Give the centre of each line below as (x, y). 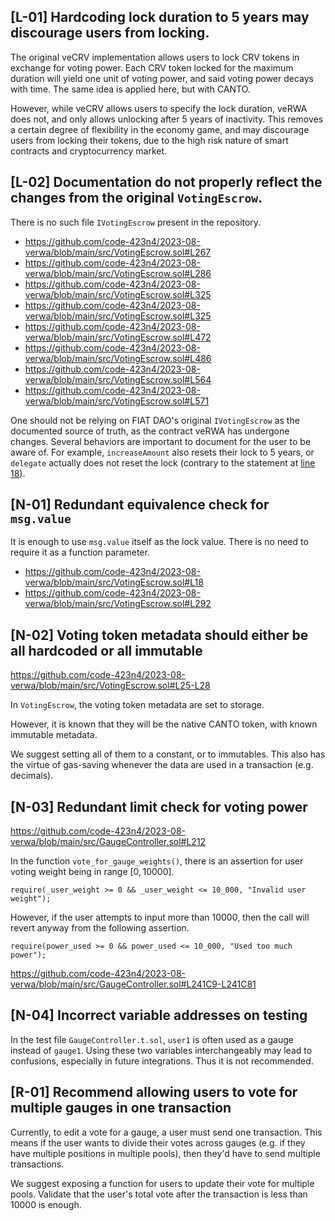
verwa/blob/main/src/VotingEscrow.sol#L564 (118, 379)
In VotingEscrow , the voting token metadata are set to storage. (137, 705)
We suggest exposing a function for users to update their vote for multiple (162, 1183)
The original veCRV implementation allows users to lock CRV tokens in (155, 57)
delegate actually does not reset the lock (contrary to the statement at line (163, 462)
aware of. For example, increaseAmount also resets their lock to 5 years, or (162, 452)
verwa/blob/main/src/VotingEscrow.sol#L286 (118, 273)
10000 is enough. (46, 1204)
